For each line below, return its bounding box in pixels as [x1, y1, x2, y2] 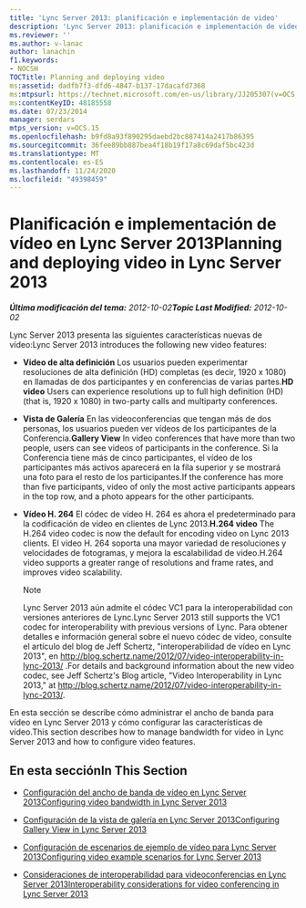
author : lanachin [9, 47, 76, 57]
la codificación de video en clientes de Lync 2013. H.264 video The [22, 518, 275, 529]
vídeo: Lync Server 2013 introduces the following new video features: [9, 339, 267, 350]
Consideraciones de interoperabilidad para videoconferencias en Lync [22, 869, 287, 880]
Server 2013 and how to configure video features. [9, 736, 196, 747]
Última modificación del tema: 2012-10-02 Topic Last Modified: [9, 302, 252, 313]
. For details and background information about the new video [65, 661, 294, 672]
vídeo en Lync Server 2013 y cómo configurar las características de [9, 717, 263, 728]
